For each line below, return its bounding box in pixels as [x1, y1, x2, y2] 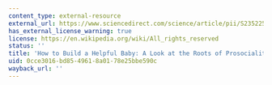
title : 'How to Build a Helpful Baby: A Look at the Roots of [8, 49, 223, 57]
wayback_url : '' [8, 65, 63, 73]
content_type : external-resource [8, 11, 121, 20]
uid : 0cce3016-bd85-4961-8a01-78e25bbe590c [8, 57, 158, 66]
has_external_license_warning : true [8, 27, 132, 35]
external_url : [8, 19, 57, 28]
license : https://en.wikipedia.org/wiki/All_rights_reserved [8, 34, 219, 43]
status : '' [8, 42, 45, 50]
